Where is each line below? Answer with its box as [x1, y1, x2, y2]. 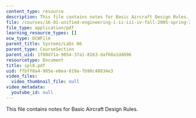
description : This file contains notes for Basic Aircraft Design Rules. [6, 14, 190, 20]
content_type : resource [6, 8, 64, 15]
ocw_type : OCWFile [6, 35, 51, 41]
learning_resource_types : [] [6, 30, 77, 36]
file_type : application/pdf [6, 24, 75, 31]
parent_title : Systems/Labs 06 [6, 41, 82, 47]
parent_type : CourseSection [6, 47, 75, 52]
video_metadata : [6, 84, 45, 90]
